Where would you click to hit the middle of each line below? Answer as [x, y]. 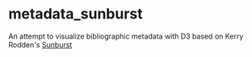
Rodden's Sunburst [40, 44]
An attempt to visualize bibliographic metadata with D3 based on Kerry [126, 36]
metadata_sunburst [76, 14]
